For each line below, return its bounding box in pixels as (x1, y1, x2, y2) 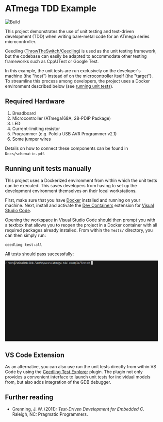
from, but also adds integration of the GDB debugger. (5, 379, 112, 385)
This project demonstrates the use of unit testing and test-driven (5, 28, 134, 34)
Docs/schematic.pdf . (5, 150, 46, 156)
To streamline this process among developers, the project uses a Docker (5, 78, 150, 84)
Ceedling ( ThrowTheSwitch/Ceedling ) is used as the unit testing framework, (5, 48, 157, 54)
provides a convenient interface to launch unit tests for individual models (5, 374, 150, 380)
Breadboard (12, 110, 36, 116)
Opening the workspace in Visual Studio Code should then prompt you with (5, 217, 156, 223)
